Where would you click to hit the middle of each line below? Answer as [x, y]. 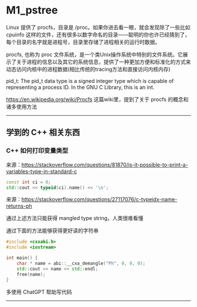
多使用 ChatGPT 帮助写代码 [39, 292]
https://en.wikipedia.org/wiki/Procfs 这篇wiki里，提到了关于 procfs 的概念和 [97, 99]
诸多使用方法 [21, 106]
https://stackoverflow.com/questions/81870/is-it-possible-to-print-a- [105, 165]
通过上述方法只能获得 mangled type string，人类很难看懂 [75, 218]
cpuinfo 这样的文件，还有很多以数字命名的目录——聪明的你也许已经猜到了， [98, 34]
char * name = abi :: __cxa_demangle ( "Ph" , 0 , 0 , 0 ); [81, 263]
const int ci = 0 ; [28, 182]
